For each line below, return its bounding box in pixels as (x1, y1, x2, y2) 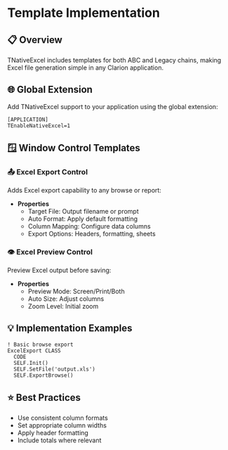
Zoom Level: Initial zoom (27, 302, 99, 310)
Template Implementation (7, 5, 160, 21)
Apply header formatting (17, 429, 89, 437)
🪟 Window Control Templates (7, 142, 140, 154)
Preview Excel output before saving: (7, 266, 112, 274)
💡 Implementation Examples (7, 322, 133, 335)
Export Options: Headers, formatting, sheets (27, 229, 156, 238)
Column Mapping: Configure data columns (27, 221, 151, 230)
